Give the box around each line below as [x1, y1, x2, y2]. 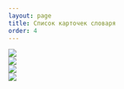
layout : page [8, 11, 52, 20]
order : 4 [8, 26, 38, 34]
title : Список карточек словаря [8, 19, 116, 27]
